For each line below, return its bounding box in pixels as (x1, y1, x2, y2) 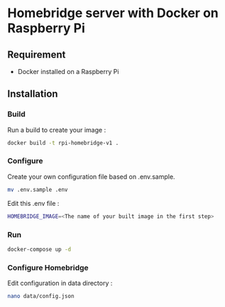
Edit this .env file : (7, 199, 60, 207)
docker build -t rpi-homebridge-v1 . (7, 139, 119, 147)
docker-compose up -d (7, 246, 72, 253)
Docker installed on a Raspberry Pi (17, 68, 119, 76)
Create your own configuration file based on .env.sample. (7, 172, 175, 181)
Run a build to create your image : (7, 125, 106, 134)
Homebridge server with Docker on (7, 5, 219, 21)
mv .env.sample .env (7, 186, 69, 193)
